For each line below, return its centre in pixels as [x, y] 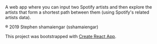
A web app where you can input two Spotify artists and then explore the [79, 7]
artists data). [18, 17]
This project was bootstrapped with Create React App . [61, 36]
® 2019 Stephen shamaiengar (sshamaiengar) [52, 27]
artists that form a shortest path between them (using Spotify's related [77, 12]
